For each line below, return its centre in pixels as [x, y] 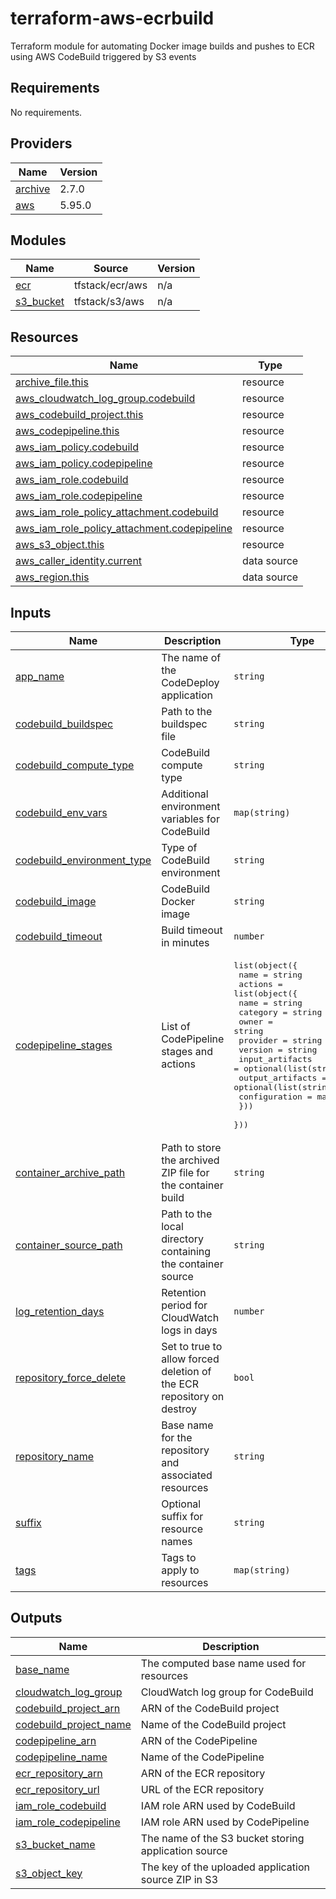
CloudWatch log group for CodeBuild [227, 1692]
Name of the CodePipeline [202, 1757]
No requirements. [46, 112]
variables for [190, 819]
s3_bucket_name [55, 1844]
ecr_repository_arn [59, 1773]
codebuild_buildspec [64, 724]
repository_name [55, 1456]
